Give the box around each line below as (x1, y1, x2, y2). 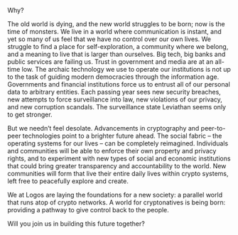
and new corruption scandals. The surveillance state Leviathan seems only (7, 103, 226, 111)
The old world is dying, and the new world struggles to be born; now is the (7, 20, 225, 28)
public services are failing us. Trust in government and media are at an (7, 58, 214, 66)
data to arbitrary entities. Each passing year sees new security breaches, (7, 88, 222, 96)
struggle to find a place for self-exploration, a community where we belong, (7, 43, 229, 50)
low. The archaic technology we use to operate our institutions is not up (21, 65, 231, 73)
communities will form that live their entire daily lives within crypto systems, (7, 170, 229, 177)
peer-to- (200, 124, 226, 132)
